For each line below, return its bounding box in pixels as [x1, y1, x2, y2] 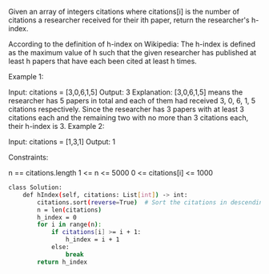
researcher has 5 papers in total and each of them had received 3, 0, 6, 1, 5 [8, 96, 256, 105]
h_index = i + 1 [65, 236, 120, 244]
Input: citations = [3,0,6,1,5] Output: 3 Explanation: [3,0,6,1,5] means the [8, 87, 243, 97]
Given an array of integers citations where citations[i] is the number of [8, 7, 240, 16]
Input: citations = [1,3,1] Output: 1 [8, 137, 116, 147]
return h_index [37, 258, 88, 266]
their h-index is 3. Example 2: [8, 122, 105, 131]
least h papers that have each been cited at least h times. [8, 56, 198, 66]
